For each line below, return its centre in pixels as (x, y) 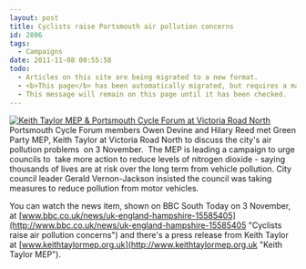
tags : (20, 43)
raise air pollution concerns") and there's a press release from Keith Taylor (149, 234)
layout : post (34, 18)
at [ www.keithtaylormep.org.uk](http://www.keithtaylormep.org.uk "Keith (146, 244)
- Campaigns (41, 52)
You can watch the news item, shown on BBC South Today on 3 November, (150, 205)
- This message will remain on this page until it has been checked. (152, 94)
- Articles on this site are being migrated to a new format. (138, 78)
